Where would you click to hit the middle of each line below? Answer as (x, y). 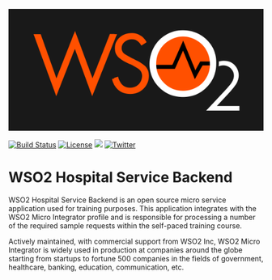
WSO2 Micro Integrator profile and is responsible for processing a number (132, 217)
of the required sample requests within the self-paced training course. (125, 225)
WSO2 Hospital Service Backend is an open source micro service (117, 200)
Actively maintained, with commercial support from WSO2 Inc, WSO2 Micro (134, 241)
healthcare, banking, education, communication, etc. (96, 267)
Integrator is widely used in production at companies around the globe (125, 250)
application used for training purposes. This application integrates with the (132, 208)
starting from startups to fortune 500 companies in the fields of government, (136, 258)
